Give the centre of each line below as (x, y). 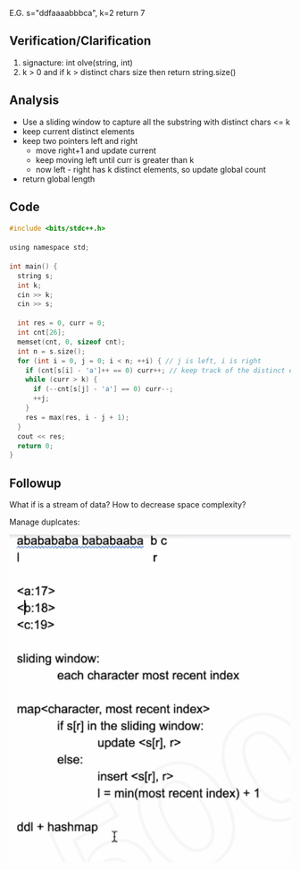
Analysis (34, 101)
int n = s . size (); (52, 351)
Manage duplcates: (45, 522)
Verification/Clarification (80, 41)
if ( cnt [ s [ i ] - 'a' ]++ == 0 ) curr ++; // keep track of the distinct (155, 371)
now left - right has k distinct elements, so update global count (150, 169)
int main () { (33, 266)
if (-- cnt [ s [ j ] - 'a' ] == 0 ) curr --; (103, 389)
